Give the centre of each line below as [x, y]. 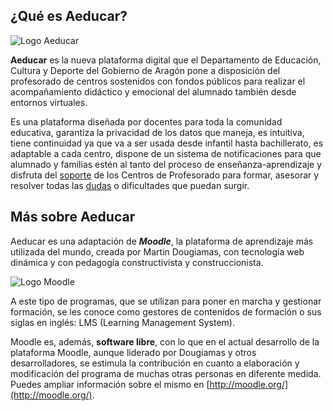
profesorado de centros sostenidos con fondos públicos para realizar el [158, 81]
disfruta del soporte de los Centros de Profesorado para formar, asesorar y [165, 175]
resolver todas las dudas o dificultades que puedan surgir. [130, 185]
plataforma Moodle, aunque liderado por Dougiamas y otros [133, 352]
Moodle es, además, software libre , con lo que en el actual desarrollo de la [165, 341]
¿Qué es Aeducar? [69, 16]
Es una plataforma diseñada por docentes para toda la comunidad [146, 121]
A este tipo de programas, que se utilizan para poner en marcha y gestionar [166, 301]
